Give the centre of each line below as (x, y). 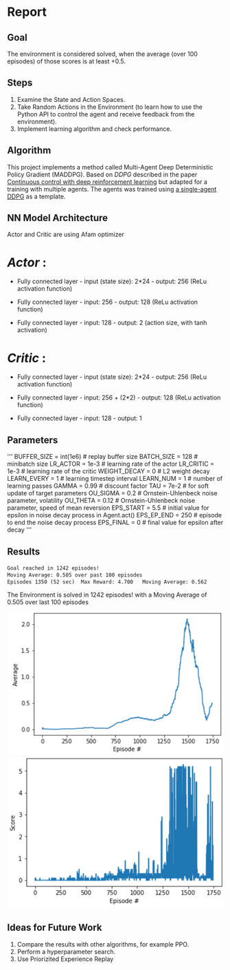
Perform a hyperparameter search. (66, 951)
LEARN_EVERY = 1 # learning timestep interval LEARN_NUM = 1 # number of (115, 479)
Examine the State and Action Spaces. (71, 99)
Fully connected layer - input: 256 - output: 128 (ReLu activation (107, 302)
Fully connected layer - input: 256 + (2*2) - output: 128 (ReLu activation (119, 398)
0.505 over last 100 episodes (48, 602)
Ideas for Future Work (55, 928)
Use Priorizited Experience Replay (65, 959)
